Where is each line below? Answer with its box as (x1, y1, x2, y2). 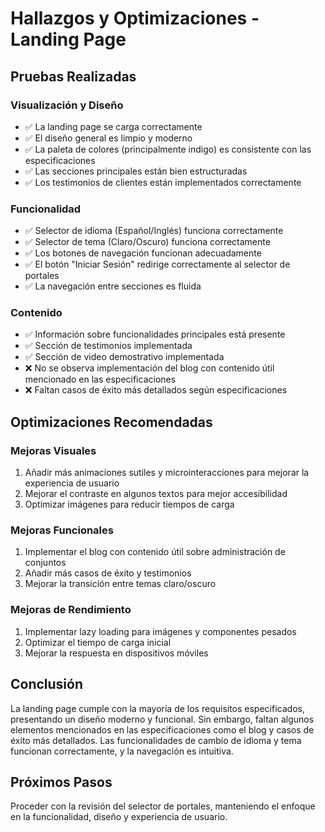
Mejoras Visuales (10, 443, 97, 457)
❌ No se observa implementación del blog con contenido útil (24, 362, 275, 374)
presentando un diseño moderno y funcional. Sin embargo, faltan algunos (10, 713, 315, 725)
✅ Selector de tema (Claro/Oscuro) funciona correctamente (24, 236, 271, 248)
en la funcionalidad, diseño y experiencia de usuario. (10, 811, 228, 823)
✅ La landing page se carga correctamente (24, 120, 203, 132)
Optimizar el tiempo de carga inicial (24, 636, 172, 648)
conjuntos (24, 557, 67, 569)
